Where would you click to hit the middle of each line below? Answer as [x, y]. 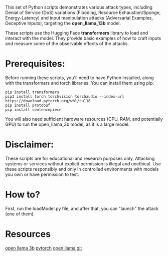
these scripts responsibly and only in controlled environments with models [82, 169]
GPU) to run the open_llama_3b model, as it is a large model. [67, 124]
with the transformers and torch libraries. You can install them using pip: [80, 83]
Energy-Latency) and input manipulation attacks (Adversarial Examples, [79, 18]
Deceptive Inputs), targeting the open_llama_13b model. [63, 23]
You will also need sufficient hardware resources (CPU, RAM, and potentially [84, 119]
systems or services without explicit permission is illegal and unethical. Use [83, 164]
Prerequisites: [35, 64]
